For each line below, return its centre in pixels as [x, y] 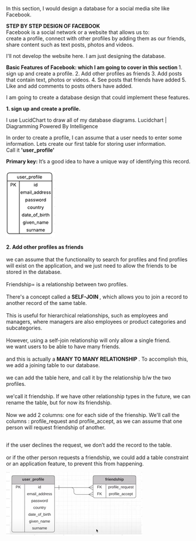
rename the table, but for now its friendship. [59, 403]
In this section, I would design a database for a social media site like [88, 8]
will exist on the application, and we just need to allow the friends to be [92, 266]
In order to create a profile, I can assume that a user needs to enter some [94, 138]
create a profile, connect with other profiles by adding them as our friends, [96, 38]
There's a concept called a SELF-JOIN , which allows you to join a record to [97, 297]
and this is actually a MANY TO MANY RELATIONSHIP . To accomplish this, [97, 359]
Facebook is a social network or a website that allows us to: [78, 32]
